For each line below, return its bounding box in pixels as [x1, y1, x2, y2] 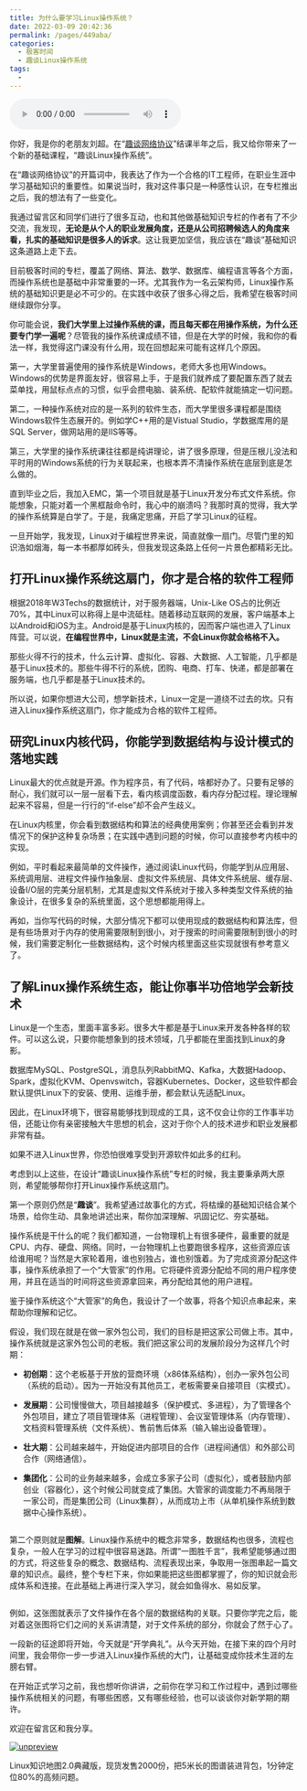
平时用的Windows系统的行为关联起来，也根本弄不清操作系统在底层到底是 [9, 456, 285, 467]
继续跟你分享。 [9, 299, 66, 310]
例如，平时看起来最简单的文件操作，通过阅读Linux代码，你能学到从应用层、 [9, 862, 294, 873]
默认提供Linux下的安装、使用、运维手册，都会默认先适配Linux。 [9, 1088, 250, 1099]
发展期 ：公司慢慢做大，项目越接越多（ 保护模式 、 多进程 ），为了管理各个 [22, 1400, 291, 1410]
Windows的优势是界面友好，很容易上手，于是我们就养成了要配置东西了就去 [9, 372, 293, 383]
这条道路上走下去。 [9, 245, 82, 256]
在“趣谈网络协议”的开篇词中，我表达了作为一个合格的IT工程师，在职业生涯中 [9, 168, 297, 179]
